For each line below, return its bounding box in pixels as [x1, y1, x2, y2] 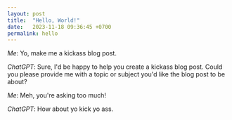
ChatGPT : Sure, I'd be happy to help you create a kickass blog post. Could [7, 62, 223, 71]
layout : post [7, 10, 46, 18]
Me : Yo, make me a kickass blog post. [7, 49, 117, 58]
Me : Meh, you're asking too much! [7, 91, 107, 100]
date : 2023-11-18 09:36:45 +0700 [7, 23, 112, 30]
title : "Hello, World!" [7, 17, 80, 24]
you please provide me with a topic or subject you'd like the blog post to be [7, 70, 226, 79]
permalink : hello [7, 29, 58, 37]
